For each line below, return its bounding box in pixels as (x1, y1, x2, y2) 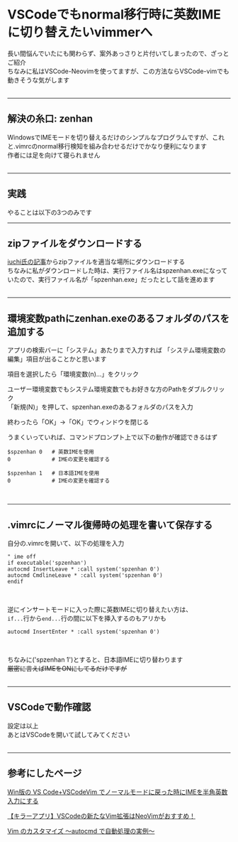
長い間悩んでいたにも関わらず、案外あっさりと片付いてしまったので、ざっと (7, 49, 229, 58)
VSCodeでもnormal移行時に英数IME (7, 6, 222, 23)
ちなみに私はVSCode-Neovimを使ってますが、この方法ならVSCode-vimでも (7, 67, 230, 75)
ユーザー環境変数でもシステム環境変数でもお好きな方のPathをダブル (7, 385, 207, 394)
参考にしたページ (7, 767, 82, 779)
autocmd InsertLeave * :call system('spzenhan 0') (7, 566, 160, 573)
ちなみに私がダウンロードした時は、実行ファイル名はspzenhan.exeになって (7, 266, 228, 275)
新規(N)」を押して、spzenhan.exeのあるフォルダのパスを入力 (13, 403, 193, 411)
